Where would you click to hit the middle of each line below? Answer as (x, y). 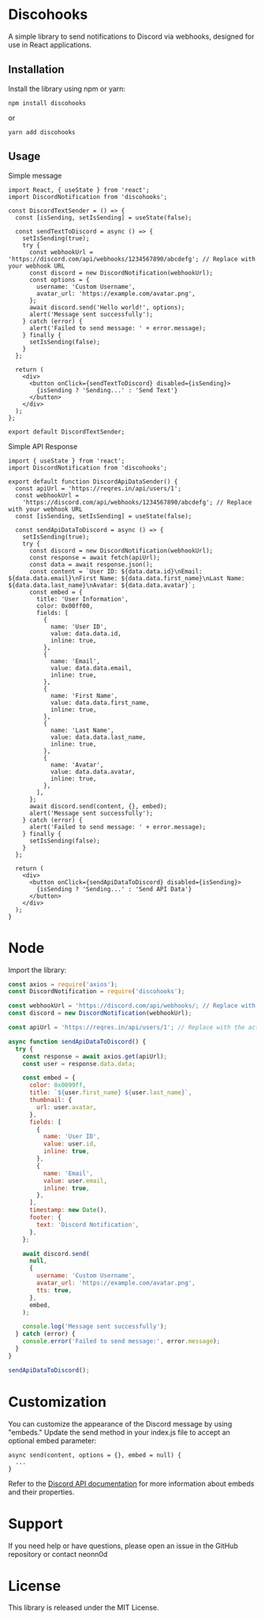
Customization (57, 1402)
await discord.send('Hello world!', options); (107, 307)
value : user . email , (75, 1181)
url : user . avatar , (67, 1107)
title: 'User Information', (82, 599)
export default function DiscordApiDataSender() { (93, 482)
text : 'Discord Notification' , (88, 1224)
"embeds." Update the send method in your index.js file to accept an (119, 1432)
